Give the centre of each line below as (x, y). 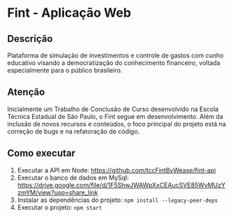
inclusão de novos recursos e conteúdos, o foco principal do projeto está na (117, 124)
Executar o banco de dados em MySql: (73, 177)
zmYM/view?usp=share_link (58, 192)
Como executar (41, 153)
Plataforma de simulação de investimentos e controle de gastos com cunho (115, 55)
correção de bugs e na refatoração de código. (74, 131)
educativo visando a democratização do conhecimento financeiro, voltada (114, 63)
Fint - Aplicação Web (69, 13)
